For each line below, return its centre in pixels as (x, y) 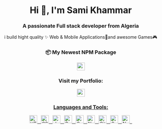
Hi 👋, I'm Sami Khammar (81, 10)
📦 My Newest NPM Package (81, 52)
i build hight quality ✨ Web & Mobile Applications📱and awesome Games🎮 (81, 37)
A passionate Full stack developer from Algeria (81, 26)
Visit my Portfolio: (81, 81)
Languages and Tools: (81, 107)
